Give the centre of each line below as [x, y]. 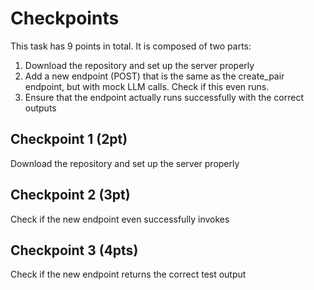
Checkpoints [65, 18]
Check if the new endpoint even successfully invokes [120, 219]
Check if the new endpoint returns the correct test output [128, 274]
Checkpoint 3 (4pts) [74, 250]
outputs [40, 108]
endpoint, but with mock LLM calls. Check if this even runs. [147, 86]
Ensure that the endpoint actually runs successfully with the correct [164, 97]
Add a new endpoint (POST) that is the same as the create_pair [154, 76]
